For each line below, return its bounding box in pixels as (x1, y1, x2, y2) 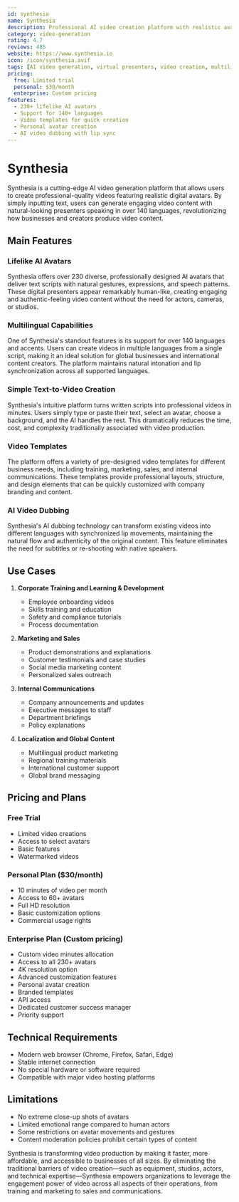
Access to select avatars (17, 837, 90, 845)
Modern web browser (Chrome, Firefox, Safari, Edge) (17, 1050, 174, 1059)
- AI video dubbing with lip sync (14, 130, 116, 137)
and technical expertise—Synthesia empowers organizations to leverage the (7, 1171, 231, 1180)
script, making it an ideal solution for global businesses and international (7, 352, 220, 360)
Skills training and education (28, 605, 112, 613)
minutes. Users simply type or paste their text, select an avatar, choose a (7, 408, 221, 417)
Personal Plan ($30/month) (7, 869, 103, 879)
